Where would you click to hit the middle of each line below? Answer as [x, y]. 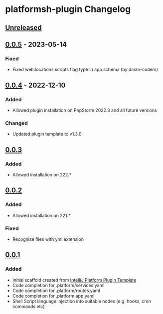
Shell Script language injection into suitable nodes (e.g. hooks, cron [81, 301]
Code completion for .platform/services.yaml [58, 285]
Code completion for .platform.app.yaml [53, 296]
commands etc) [28, 306]
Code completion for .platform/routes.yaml [56, 291]
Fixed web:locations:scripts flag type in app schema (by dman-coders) [85, 70]
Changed [17, 123]
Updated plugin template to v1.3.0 [47, 134]
